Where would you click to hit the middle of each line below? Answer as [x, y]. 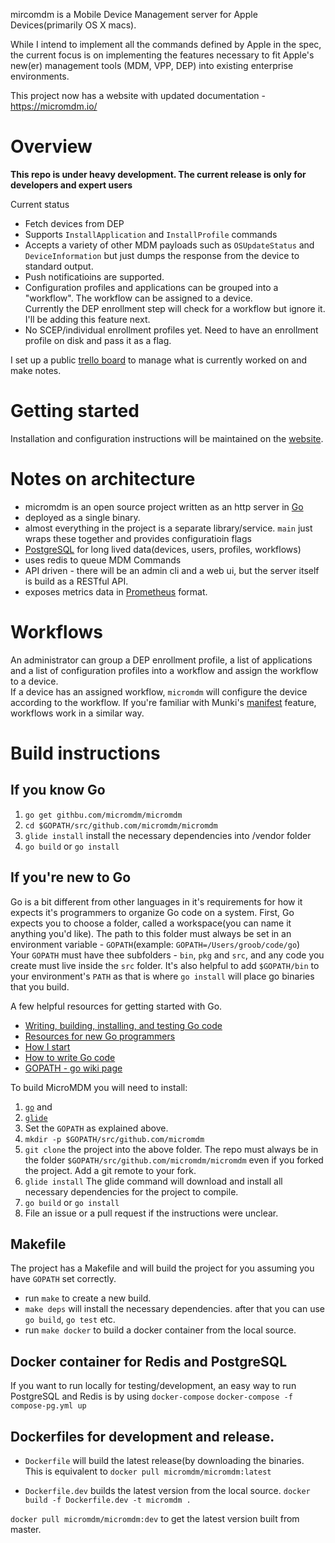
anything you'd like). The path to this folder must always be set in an [151, 933]
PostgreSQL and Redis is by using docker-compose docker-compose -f [151, 1396]
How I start [47, 1046]
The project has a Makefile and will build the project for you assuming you [162, 1268]
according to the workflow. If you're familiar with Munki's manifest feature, [163, 702]
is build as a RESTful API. [76, 581]
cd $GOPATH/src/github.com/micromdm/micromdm [121, 825]
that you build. [40, 986]
